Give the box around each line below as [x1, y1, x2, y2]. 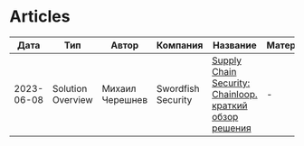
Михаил [101, 82, 137, 95]
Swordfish [156, 82, 200, 95]
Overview [52, 93, 93, 105]
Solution [52, 82, 88, 95]
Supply [211, 54, 242, 67]
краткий [211, 99, 248, 112]
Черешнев [101, 93, 147, 105]
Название [212, 39, 257, 51]
